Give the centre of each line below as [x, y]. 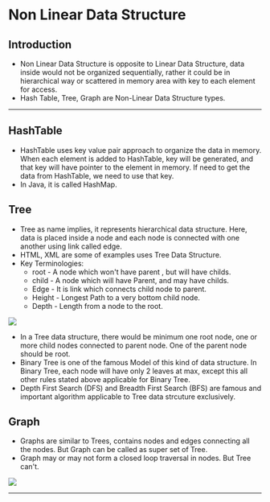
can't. [29, 467]
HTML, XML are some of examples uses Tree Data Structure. [121, 254]
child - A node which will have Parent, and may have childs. [130, 280]
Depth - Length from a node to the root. [97, 306]
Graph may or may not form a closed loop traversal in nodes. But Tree [135, 458]
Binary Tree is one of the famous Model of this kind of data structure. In [138, 362]
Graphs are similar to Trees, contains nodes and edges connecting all [135, 441]
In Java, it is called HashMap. [69, 184]
